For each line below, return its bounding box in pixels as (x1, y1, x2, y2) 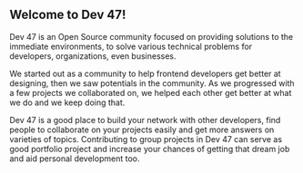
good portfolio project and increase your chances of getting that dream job (9, 143, 290, 154)
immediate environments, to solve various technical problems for (9, 41, 253, 52)
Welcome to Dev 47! (9, 7, 126, 23)
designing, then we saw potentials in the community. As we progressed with (9, 77, 295, 89)
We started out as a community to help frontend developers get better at (9, 68, 281, 79)
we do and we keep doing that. (9, 97, 126, 108)
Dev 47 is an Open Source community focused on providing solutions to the (9, 31, 294, 42)
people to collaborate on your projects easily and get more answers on (9, 124, 275, 135)
